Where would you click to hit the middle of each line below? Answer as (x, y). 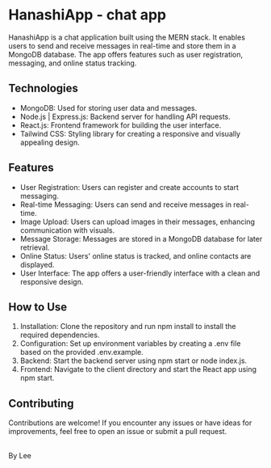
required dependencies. (60, 335)
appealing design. (50, 142)
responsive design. (52, 281)
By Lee (20, 456)
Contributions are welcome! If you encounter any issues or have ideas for (130, 423)
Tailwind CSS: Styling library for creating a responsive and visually (130, 133)
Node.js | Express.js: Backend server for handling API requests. (125, 116)
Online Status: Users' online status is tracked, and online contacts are (135, 255)
